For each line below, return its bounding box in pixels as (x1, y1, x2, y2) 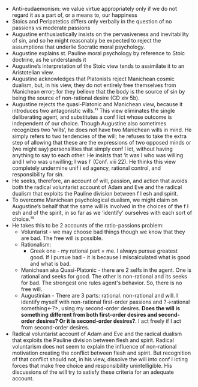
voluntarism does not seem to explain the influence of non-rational (11, 343, 177, 350)
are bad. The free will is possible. (20, 235, 103, 242)
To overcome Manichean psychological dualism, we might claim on (11, 196, 178, 203)
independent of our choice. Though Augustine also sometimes (11, 120, 167, 127)
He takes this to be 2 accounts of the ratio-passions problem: (11, 222, 164, 229)
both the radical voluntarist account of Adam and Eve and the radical (11, 184, 182, 191)
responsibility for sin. (11, 171, 64, 178)
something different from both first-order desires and (20, 311, 157, 318)
